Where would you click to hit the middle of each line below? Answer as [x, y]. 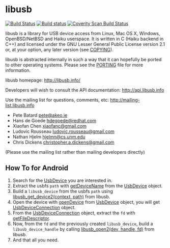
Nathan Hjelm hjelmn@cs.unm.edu [49, 136]
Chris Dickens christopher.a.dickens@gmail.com [63, 142]
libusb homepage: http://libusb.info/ [43, 80]
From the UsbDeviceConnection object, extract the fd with [74, 213]
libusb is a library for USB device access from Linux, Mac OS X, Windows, [83, 33]
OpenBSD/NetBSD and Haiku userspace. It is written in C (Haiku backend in [84, 39]
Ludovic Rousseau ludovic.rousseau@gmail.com [63, 131]
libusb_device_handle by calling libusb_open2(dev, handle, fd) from [83, 229]
